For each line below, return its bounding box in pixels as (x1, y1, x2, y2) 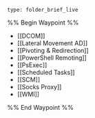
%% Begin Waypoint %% (7, 19, 79, 27)
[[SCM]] (17, 75, 41, 84)
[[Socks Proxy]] (17, 83, 62, 91)
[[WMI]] (17, 90, 40, 98)
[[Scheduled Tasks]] (17, 69, 75, 76)
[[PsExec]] (17, 61, 47, 69)
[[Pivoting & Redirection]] (17, 47, 89, 54)
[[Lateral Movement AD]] (17, 39, 88, 47)
